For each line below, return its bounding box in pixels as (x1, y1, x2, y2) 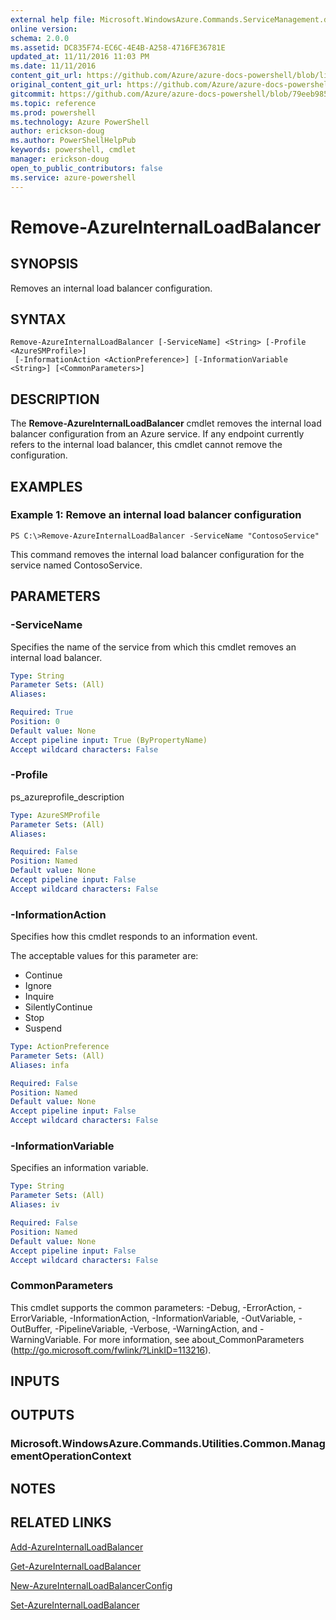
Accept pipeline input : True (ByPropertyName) (10, 735, 208, 745)
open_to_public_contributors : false (10, 163, 163, 173)
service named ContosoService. (10, 559, 143, 571)
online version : (10, 24, 78, 34)
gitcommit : (10, 89, 56, 99)
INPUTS (10, 1373, 60, 1390)
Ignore (24, 980, 53, 992)
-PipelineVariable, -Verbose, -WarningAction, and (54, 1322, 258, 1335)
